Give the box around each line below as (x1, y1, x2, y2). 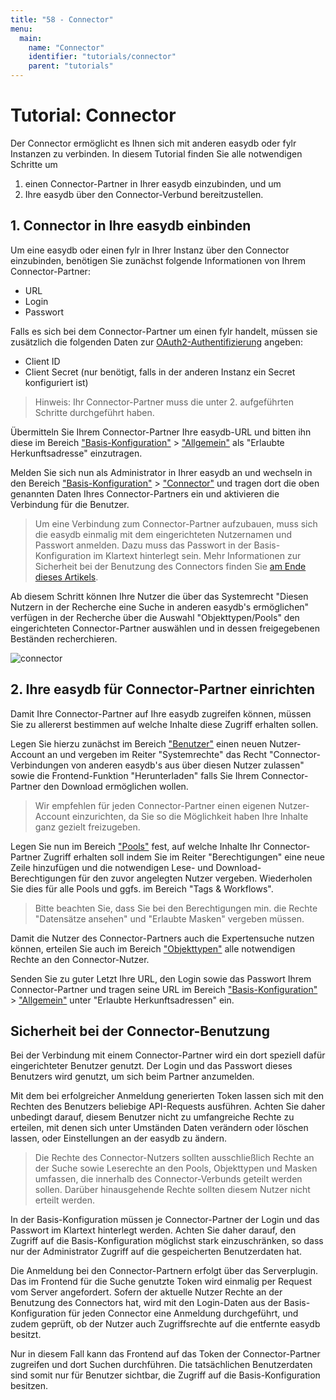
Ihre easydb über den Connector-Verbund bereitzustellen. (24, 188, 264, 200)
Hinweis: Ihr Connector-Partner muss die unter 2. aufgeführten (34, 396, 295, 408)
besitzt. (10, 1329, 42, 1341)
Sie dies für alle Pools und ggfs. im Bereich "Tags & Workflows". (10, 882, 274, 895)
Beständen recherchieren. (10, 632, 118, 645)
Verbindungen (10, 759, 69, 771)
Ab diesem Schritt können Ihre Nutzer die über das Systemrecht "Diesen (10, 590, 309, 602)
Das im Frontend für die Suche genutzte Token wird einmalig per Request (10, 1276, 312, 1288)
